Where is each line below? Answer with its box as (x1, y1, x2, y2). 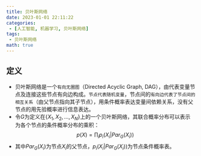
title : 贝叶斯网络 (6, 8, 48, 15)
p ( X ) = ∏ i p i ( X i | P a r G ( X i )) (76, 131, 134, 140)
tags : (6, 31, 20, 37)
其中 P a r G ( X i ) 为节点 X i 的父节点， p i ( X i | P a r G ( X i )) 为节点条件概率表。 (14, 143, 175, 152)
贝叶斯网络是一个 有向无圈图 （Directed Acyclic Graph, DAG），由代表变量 (14, 83, 190, 90)
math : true (6, 43, 34, 49)
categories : (6, 20, 36, 26)
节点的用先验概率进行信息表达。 (14, 106, 94, 113)
